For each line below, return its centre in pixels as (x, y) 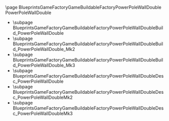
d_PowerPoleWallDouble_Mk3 (44, 65)
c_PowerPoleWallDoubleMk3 (43, 113)
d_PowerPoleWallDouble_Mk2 (44, 49)
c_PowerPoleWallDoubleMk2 (43, 97)
